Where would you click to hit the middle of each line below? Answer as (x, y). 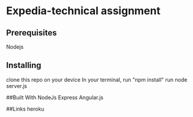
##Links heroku (25, 109)
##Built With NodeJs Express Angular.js (55, 97)
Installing (24, 65)
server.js (17, 86)
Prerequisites (31, 33)
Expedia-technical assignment (83, 11)
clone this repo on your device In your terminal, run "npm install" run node (97, 79)
